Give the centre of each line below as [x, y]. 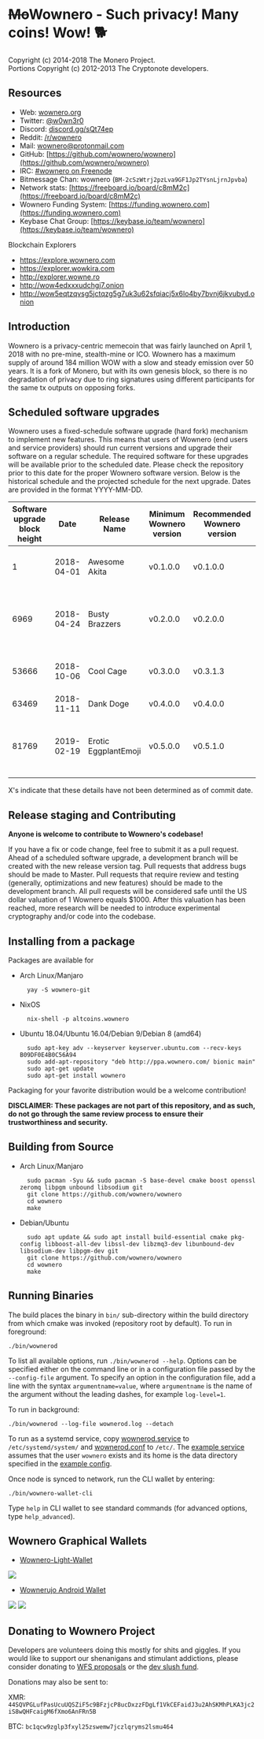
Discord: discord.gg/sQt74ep [66, 128]
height [29, 539]
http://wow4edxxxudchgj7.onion [71, 285]
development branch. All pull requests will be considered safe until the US [128, 892]
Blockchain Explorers [42, 244]
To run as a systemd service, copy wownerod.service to [99, 1438]
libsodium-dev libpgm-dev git [69, 1251]
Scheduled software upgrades [84, 412]
